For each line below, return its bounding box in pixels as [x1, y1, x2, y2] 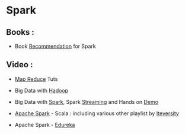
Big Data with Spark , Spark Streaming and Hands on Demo [14, 98, 159, 105]
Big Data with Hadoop [14, 87, 69, 94]
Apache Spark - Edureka [14, 121, 75, 128]
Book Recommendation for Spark [14, 43, 96, 50]
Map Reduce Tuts [14, 75, 58, 83]
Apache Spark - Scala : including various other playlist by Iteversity [14, 110, 179, 117]
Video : [6, 60, 33, 70]
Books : [6, 27, 34, 37]
